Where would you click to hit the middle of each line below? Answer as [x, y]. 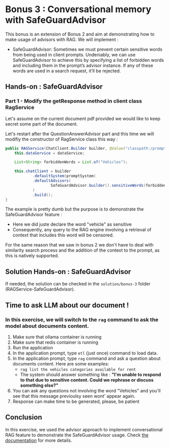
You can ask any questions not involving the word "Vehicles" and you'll [87, 390]
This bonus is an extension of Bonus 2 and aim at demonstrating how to [80, 34]
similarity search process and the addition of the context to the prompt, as [82, 250]
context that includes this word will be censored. [63, 235]
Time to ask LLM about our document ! [67, 305]
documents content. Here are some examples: [61, 363]
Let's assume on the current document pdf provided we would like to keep [83, 118]
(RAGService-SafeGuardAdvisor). [40, 289]
